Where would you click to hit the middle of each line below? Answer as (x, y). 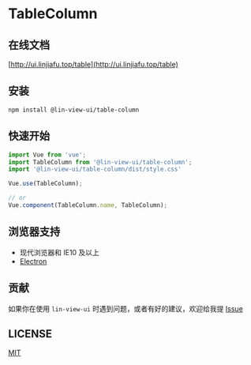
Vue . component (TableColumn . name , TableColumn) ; (88, 205)
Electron (33, 261)
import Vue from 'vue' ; (47, 155)
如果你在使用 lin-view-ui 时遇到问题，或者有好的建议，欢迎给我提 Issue (126, 308)
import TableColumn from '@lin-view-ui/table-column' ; (100, 162)
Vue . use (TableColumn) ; (45, 184)
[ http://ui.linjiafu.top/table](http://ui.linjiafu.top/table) (94, 64)
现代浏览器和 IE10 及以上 (60, 252)
